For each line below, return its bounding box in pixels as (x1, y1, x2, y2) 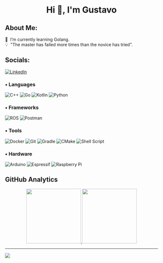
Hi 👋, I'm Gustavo (46, 4, 117, 16)
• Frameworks (5, 104, 39, 111)
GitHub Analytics (5, 176, 58, 184)
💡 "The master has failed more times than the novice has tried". (5, 42, 133, 48)
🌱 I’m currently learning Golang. (5, 36, 69, 42)
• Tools (5, 127, 22, 134)
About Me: (5, 24, 38, 32)
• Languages (5, 81, 35, 88)
